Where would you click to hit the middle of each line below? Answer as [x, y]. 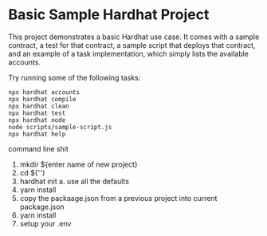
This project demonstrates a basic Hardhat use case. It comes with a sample [134, 37]
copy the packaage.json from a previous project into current [118, 198]
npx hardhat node [37, 120]
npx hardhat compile [43, 99]
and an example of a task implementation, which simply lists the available [129, 53]
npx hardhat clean [39, 106]
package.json [42, 206]
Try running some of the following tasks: [75, 77]
